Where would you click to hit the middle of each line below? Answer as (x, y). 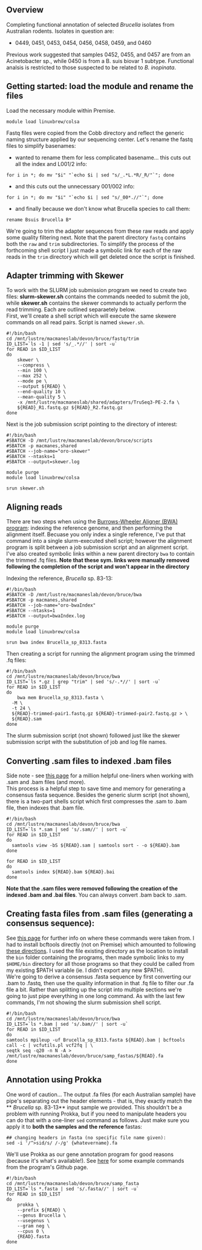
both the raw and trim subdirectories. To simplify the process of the (90, 244)
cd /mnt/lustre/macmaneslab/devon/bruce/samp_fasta (73, 1183)
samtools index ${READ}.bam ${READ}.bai (63, 872)
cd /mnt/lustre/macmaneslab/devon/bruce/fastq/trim (73, 339)
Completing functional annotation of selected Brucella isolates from (90, 24)
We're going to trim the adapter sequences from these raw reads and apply (100, 231)
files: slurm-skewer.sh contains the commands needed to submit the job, (98, 297)
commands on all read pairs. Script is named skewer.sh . (76, 322)
